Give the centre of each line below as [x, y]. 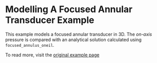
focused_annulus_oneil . [30, 45]
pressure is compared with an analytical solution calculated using [73, 40]
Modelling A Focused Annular [69, 9]
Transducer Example [50, 20]
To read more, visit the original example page [52, 55]
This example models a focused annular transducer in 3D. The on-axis [79, 34]
